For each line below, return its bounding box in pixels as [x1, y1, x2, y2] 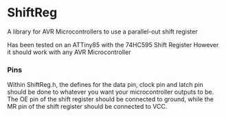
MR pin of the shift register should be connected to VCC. [7, 103, 168, 111]
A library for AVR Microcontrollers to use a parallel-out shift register [7, 27, 198, 36]
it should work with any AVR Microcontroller [7, 48, 131, 56]
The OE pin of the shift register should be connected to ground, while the [7, 95, 214, 103]
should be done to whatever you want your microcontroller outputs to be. [7, 88, 214, 96]
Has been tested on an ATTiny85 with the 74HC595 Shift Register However [7, 40, 219, 49]
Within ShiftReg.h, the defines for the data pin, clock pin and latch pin [7, 81, 204, 89]
